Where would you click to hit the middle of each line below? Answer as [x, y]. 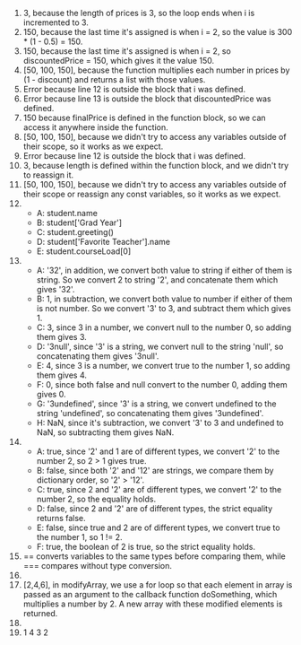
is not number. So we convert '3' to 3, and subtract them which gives [164, 308]
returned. [40, 613]
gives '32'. [56, 289]
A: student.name [67, 213]
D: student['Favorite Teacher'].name [103, 242]
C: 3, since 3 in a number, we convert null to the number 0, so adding [164, 327]
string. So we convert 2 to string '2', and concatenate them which [157, 280]
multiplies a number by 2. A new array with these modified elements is [153, 604]
